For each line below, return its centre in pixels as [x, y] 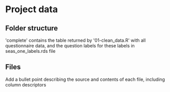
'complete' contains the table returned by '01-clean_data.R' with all [76, 40]
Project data [32, 9]
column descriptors [26, 84]
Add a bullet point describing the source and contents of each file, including [85, 79]
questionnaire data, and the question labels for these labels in [70, 46]
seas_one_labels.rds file [30, 51]
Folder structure [32, 28]
